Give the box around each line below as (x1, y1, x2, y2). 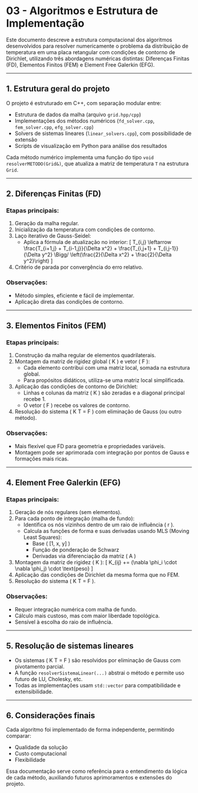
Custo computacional (14, 750, 67, 757)
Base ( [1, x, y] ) (32, 540, 71, 547)
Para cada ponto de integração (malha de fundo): (14, 515, 135, 522)
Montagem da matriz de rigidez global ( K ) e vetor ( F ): (14, 358, 150, 365)
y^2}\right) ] (23, 258, 53, 265)
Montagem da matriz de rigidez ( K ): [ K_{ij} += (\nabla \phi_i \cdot (14, 559, 177, 566)
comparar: (6, 732, 31, 739)
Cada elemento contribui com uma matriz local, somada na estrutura (23, 364, 190, 371)
